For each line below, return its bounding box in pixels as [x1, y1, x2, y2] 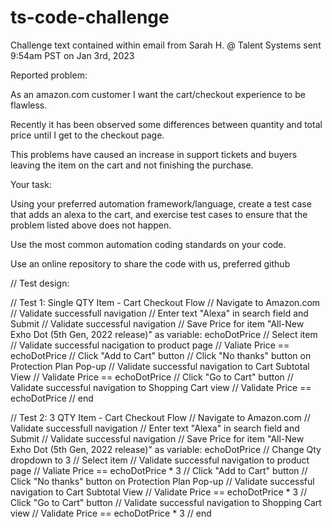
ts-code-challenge [10, 6, 170, 29]
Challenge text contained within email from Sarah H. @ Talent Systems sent [10, 39, 322, 51]
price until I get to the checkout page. [10, 129, 165, 141]
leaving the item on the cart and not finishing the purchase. [10, 159, 254, 171]
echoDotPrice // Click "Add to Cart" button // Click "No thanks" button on [10, 349, 312, 361]
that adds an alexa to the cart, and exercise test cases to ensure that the [10, 208, 308, 220]
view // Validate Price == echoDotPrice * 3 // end [10, 507, 212, 519]
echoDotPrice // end [10, 392, 94, 404]
